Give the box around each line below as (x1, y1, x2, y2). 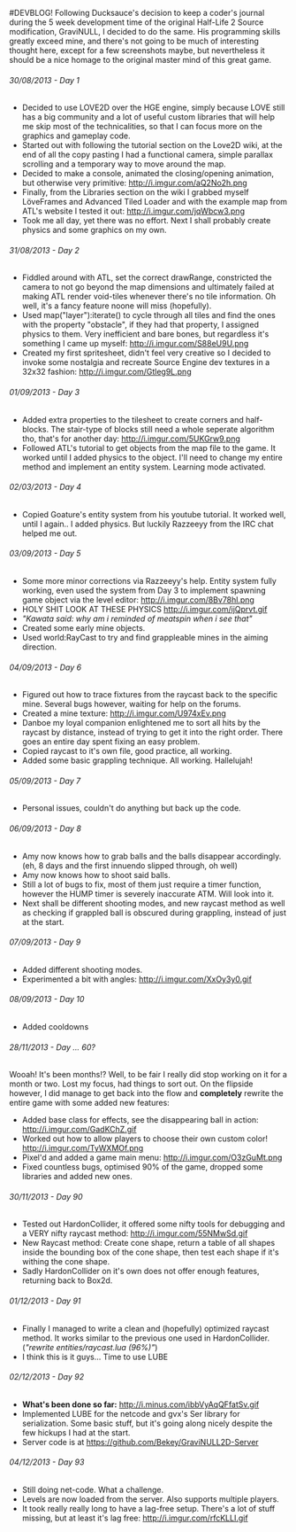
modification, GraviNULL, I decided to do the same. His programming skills (9, 27, 281, 36)
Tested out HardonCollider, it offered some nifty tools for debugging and (21, 1218, 285, 1230)
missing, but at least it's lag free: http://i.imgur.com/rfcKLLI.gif (21, 1513, 249, 1523)
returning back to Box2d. (21, 1275, 113, 1286)
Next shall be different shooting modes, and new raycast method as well (21, 898, 285, 908)
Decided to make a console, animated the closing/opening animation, (21, 168, 274, 179)
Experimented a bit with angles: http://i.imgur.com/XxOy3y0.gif (21, 974, 252, 984)
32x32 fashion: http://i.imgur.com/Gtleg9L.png (21, 367, 192, 377)
